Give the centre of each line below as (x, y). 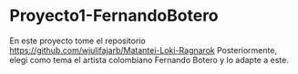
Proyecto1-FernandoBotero (114, 16)
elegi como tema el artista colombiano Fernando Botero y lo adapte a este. (149, 60)
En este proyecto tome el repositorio (77, 41)
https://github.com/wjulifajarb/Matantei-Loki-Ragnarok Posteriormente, (144, 50)
